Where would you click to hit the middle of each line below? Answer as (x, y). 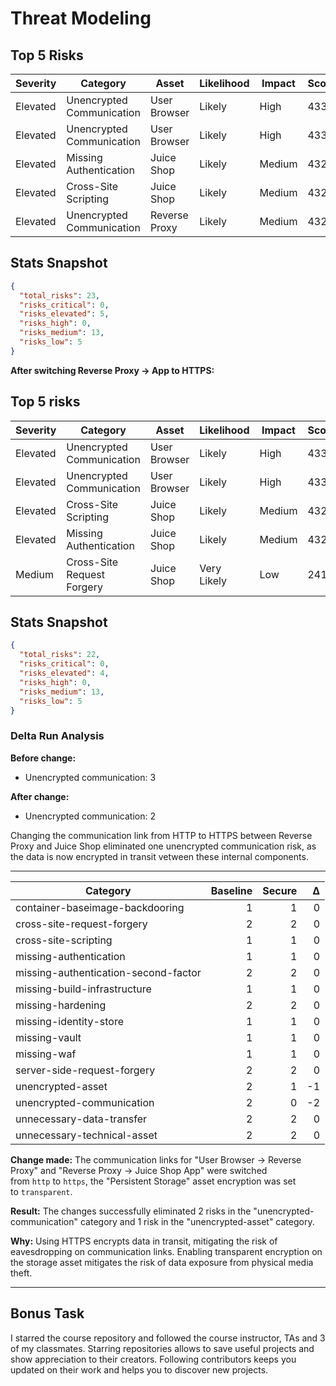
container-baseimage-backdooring (100, 907)
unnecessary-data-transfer (81, 1119)
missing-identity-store (69, 1021)
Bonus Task (47, 1313)
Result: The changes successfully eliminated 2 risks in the (131, 1211)
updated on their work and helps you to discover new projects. (139, 1369)
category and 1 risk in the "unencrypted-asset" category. (197, 1221)
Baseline (231, 890)
